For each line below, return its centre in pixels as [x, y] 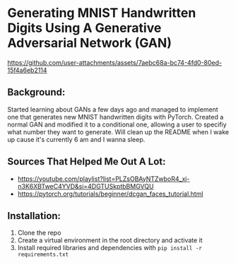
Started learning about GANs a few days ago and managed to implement [113, 109]
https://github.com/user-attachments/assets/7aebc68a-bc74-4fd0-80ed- [115, 62]
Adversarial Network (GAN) [89, 43]
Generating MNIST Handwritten [102, 13]
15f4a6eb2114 [27, 70]
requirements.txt [43, 255]
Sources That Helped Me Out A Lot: [87, 161]
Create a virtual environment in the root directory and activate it [110, 240]
